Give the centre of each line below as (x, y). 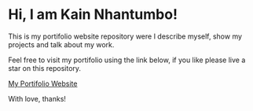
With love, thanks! (37, 98)
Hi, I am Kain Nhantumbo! (93, 15)
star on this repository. (44, 68)
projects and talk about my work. (61, 44)
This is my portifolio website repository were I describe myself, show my (125, 36)
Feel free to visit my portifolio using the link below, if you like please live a (127, 60)
